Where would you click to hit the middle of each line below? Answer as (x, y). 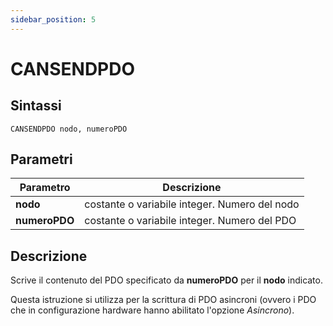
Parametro (45, 188)
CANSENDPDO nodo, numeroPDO (69, 129)
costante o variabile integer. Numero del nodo (192, 204)
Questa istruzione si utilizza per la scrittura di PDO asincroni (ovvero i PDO (163, 300)
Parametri (41, 159)
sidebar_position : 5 (53, 19)
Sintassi (36, 106)
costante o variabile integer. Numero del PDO (190, 221)
